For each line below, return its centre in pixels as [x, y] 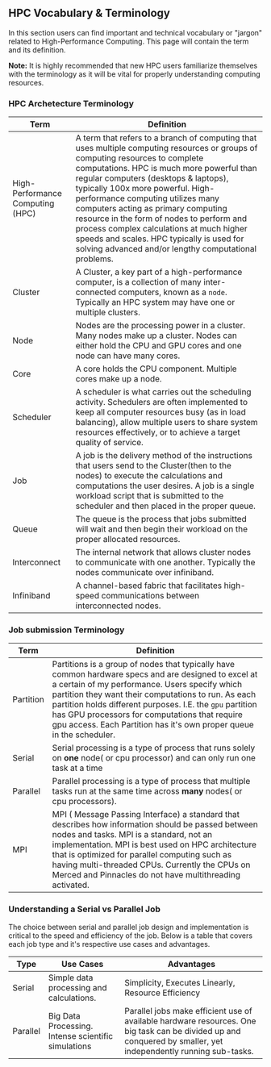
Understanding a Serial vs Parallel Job [85, 909]
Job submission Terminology [67, 630]
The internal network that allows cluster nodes [163, 552]
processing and [77, 987]
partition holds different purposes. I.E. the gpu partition [155, 705]
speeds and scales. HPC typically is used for [160, 239]
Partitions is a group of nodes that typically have [144, 665]
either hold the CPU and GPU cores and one [158, 346]
